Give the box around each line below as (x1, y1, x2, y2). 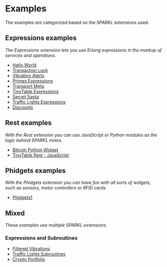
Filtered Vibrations (12, 246, 51, 252)
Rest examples (5, 119, 52, 127)
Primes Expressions (12, 78, 53, 84)
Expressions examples (5, 34, 77, 42)
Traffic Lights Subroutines (12, 251, 66, 257)
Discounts (12, 104, 33, 110)
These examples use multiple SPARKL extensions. (5, 222, 107, 228)
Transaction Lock (12, 67, 48, 73)
